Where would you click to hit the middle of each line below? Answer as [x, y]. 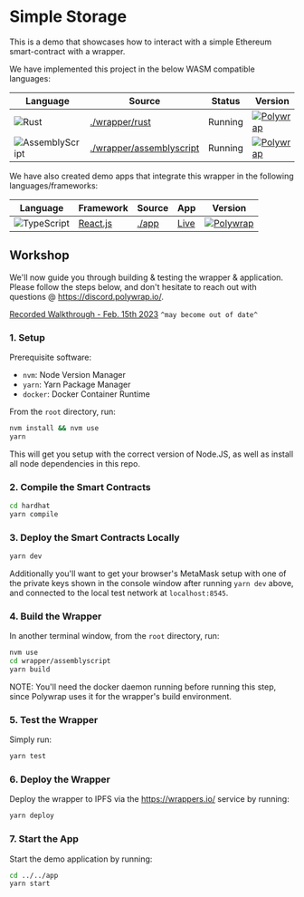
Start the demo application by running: [81, 859]
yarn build [30, 670]
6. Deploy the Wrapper [60, 779]
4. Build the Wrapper [56, 616]
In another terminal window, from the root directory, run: [114, 636]
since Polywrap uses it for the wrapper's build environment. [121, 696]
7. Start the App [44, 839]
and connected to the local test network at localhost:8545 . [119, 593]
